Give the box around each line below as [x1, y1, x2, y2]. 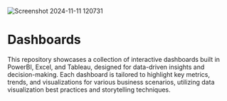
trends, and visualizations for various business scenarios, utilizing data [7, 78, 215, 86]
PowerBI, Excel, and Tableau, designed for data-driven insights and [7, 63, 205, 71]
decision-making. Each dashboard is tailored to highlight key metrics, [7, 70, 211, 78]
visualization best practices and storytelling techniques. [7, 85, 171, 94]
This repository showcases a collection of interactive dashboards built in [7, 55, 221, 63]
